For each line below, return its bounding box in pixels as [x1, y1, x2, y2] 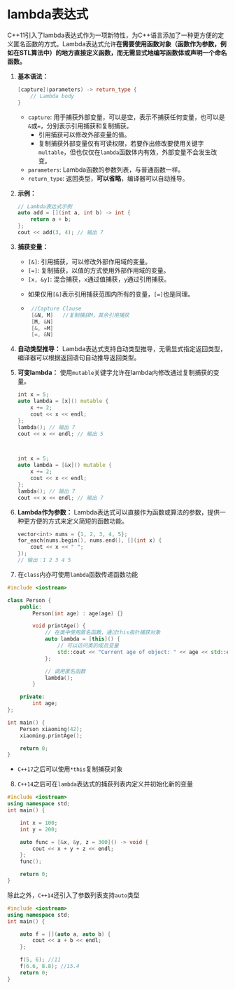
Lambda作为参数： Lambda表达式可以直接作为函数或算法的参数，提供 [17, 507, 220, 516]
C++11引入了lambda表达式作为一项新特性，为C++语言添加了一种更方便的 [7, 31, 218, 39]
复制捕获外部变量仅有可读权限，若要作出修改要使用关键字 [38, 139, 204, 147]
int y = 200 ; [20, 826, 58, 833]
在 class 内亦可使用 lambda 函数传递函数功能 [17, 570, 138, 578]
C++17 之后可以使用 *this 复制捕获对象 [17, 765, 123, 773]
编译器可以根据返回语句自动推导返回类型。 [17, 353, 141, 362]
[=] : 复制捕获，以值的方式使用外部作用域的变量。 [27, 266, 170, 274]
